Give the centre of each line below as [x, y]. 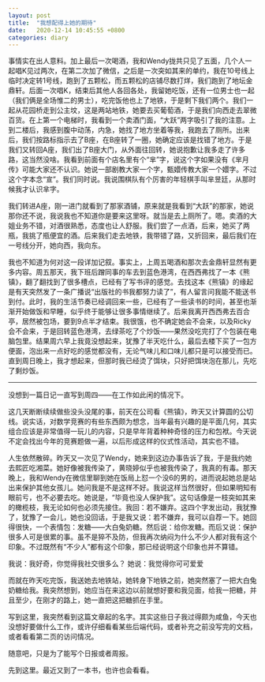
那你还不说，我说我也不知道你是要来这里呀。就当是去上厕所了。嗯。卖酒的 [129, 216]
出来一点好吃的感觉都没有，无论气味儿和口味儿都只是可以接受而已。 [146, 351]
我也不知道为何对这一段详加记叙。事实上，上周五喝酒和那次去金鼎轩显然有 [129, 262]
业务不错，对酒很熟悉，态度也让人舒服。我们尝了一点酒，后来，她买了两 [132, 226]
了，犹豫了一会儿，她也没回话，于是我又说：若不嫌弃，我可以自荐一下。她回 [132, 517]
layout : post [30, 15]
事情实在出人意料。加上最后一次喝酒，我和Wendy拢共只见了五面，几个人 [127, 61]
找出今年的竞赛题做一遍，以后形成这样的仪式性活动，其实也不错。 [136, 441]
